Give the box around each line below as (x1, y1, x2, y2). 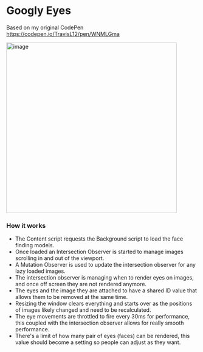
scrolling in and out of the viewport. (15, 255, 105, 262)
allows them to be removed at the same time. (15, 294, 128, 301)
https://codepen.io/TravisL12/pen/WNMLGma (6, 30, 120, 37)
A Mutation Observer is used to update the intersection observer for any (15, 261, 196, 269)
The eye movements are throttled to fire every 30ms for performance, (15, 313, 190, 320)
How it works (6, 221, 46, 230)
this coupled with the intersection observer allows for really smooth (15, 319, 184, 326)
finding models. (15, 242, 55, 249)
